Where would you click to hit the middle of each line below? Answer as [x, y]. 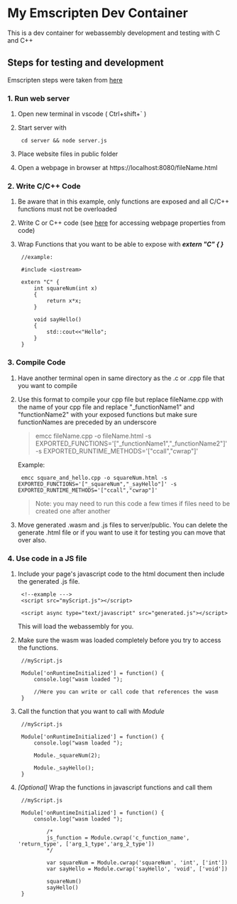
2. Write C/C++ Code [44, 186]
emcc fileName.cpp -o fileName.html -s [93, 436]
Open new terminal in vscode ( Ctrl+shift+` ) [82, 114]
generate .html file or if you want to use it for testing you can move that [121, 532]
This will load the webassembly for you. [76, 626]
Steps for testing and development [86, 63]
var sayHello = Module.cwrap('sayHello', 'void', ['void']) [137, 869]
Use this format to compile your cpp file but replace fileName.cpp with [120, 399]
